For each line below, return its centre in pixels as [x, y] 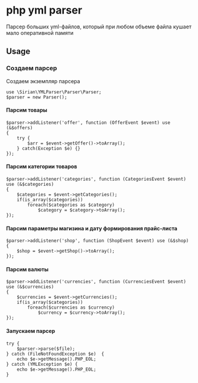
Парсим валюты [27, 269]
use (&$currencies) [30, 287]
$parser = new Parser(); [37, 97]
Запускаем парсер [31, 331]
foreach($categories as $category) [71, 205]
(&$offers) [20, 127]
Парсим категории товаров [42, 166]
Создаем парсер [32, 68]
